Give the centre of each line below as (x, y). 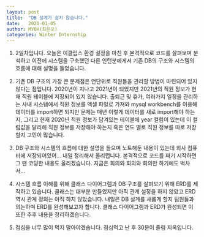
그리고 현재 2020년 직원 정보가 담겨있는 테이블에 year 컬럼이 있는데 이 (108, 119)
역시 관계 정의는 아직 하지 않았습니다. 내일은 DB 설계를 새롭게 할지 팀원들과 (104, 199)
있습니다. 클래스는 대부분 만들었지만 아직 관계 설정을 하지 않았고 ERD (114, 192)
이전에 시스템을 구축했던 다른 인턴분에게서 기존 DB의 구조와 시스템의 (113, 61)
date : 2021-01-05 (31, 23)
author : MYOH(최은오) (32, 29)
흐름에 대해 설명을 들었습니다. (51, 69)
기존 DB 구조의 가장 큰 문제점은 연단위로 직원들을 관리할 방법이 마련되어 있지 (106, 81)
